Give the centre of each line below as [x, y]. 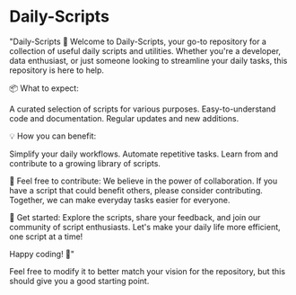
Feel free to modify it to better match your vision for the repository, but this [147, 271]
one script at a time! [46, 237]
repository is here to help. [57, 70]
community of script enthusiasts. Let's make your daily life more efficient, [145, 227]
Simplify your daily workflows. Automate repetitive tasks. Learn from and [144, 154]
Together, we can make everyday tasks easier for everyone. [120, 200]
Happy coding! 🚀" [42, 254]
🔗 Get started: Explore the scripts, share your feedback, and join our [135, 217]
